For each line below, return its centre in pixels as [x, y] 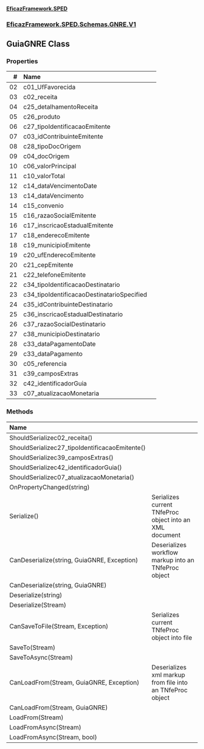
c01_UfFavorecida [49, 87]
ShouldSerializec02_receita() [51, 438]
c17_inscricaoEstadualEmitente [68, 226]
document [166, 535]
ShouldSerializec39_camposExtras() [61, 457]
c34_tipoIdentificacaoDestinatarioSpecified [85, 295]
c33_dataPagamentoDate [59, 344]
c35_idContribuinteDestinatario [68, 305]
